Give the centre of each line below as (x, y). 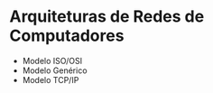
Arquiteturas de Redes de (107, 17)
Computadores (67, 36)
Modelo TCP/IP (51, 79)
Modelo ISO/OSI (52, 60)
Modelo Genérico (55, 70)
